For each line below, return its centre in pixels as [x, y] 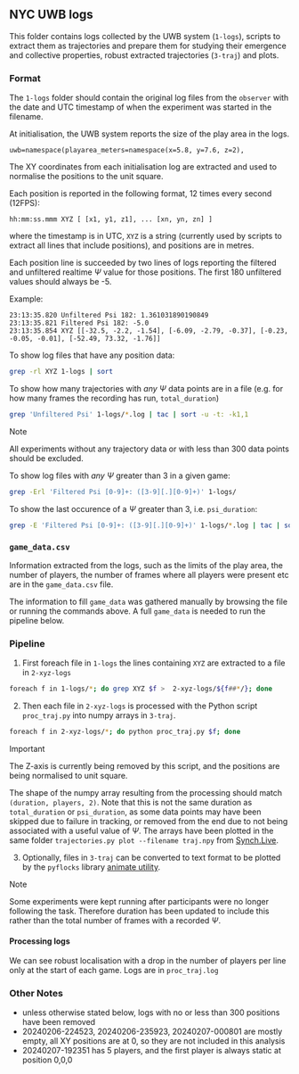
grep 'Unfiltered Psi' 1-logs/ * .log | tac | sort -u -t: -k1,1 [129, 414]
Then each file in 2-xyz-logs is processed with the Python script [140, 706]
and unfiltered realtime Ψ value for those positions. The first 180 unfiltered [145, 272]
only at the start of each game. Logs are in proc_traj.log [114, 971]
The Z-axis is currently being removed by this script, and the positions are [145, 765]
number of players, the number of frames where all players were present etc [149, 574]
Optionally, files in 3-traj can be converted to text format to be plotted [151, 857]
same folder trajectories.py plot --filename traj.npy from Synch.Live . [144, 840]
